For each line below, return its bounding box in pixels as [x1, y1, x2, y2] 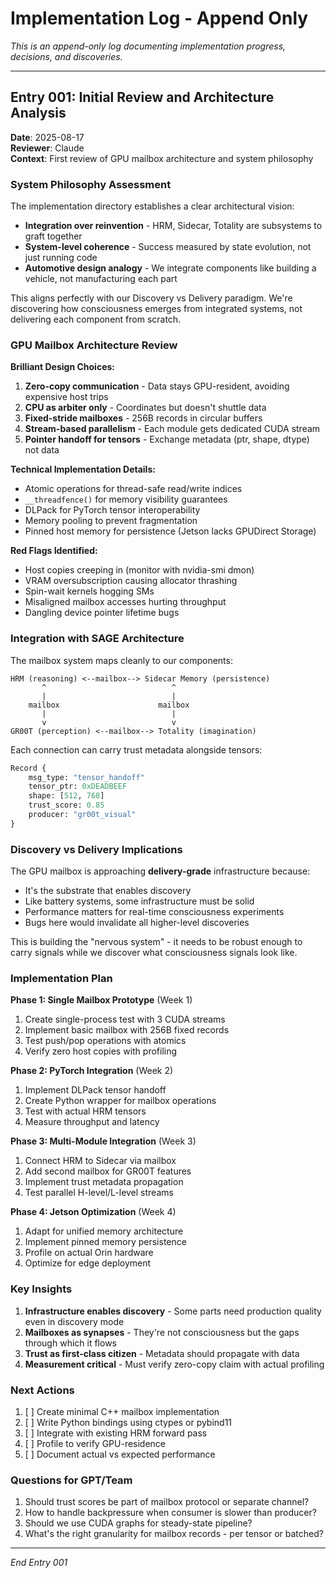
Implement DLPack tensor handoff [24, 1084, 167, 1096]
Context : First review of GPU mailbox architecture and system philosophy [10, 152, 314, 164]
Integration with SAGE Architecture [10, 632, 185, 646]
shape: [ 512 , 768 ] [28, 791, 105, 801]
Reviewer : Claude [10, 142, 85, 154]
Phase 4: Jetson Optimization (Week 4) [10, 1206, 177, 1218]
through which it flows [24, 1337, 117, 1349]
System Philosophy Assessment [10, 177, 172, 191]
